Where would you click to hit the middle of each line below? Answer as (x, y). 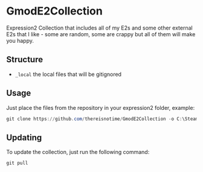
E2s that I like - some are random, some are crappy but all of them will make (101, 34)
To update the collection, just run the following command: (78, 152)
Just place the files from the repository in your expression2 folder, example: (101, 107)
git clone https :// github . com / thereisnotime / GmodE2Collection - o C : (94, 119)
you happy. (20, 40)
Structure (25, 59)
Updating (24, 137)
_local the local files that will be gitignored (68, 74)
